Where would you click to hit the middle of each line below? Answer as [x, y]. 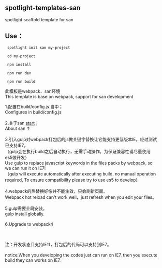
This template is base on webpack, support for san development [69, 96]
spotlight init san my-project [38, 47]
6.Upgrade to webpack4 [29, 224]
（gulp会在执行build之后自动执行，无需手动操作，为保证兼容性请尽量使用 [78, 151]
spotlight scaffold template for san [39, 19]
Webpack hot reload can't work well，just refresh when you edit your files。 [81, 197]
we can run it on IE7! [25, 168]
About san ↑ [18, 128]
